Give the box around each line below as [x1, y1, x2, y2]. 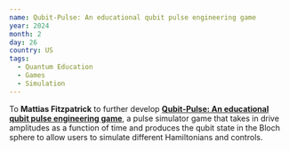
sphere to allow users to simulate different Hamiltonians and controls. [9, 131, 263, 142]
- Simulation [17, 79, 66, 88]
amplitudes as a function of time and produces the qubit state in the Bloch [9, 122, 281, 133]
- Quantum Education [17, 63, 93, 72]
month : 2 [9, 29, 42, 38]
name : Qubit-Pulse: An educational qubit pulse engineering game [9, 12, 256, 22]
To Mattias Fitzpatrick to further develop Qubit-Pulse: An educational [9, 103, 269, 114]
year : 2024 [9, 21, 50, 30]
